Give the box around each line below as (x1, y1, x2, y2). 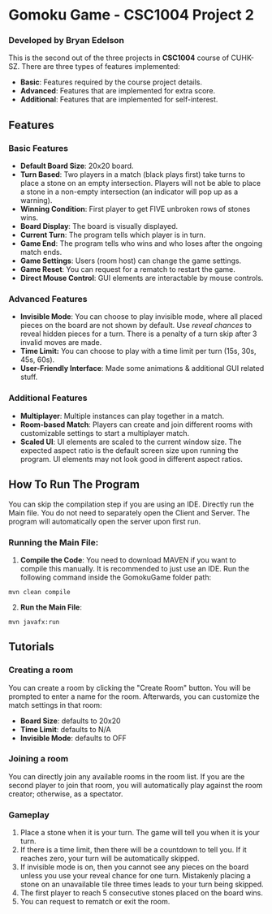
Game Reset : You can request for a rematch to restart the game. (19, 265, 235, 274)
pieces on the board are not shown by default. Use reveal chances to (19, 321, 252, 330)
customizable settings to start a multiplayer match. (19, 428, 189, 438)
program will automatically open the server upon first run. (8, 516, 201, 526)
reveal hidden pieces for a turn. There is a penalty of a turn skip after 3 (19, 329, 257, 338)
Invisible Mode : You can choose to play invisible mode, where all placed (19, 312, 263, 321)
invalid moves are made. (19, 338, 102, 347)
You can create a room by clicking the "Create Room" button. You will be (8, 683, 252, 692)
